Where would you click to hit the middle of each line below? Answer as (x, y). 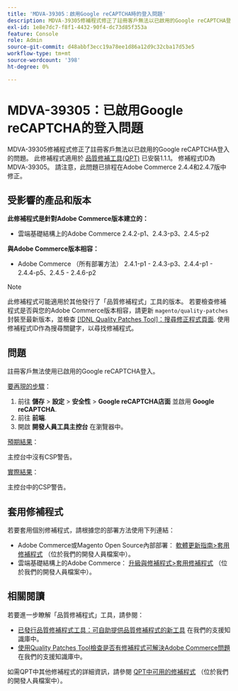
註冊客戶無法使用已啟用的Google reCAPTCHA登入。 (83, 371)
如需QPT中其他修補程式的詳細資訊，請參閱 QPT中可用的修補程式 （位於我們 (118, 671)
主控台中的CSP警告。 (39, 487)
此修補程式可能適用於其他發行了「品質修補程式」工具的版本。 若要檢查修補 (117, 302)
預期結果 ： (23, 442)
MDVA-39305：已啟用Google (95, 110)
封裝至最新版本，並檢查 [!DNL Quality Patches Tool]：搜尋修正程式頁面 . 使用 (119, 320)
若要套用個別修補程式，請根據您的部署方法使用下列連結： (91, 530)
